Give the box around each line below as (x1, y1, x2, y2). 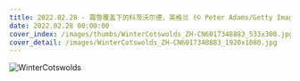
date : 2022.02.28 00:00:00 (9, 21, 110, 30)
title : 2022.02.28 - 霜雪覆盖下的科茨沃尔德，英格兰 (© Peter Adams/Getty (9, 12, 273, 22)
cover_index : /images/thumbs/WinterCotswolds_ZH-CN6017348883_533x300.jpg (9, 29, 294, 38)
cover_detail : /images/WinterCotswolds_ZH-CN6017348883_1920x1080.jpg (9, 37, 278, 47)
